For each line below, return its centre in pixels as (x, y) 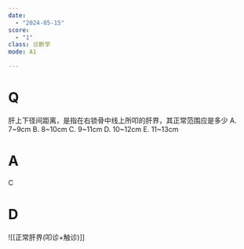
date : (17, 15)
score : (19, 30)
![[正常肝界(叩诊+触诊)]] (46, 237)
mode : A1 (22, 52)
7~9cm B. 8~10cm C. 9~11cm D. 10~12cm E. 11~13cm (93, 129)
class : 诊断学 (29, 45)
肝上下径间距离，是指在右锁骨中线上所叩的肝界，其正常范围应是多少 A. (122, 120)
